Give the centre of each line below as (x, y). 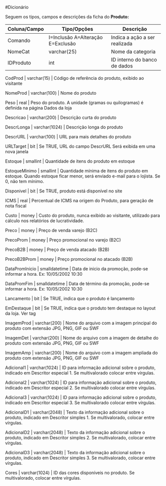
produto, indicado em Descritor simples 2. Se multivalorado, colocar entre (80, 438)
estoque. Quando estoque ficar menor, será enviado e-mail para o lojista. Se (83, 176)
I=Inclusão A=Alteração (76, 37)
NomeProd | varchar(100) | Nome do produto (51, 93)
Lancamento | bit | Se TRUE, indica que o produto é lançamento (70, 299)
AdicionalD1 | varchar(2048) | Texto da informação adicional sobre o (75, 412)
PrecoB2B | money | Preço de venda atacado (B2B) (57, 249)
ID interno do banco (134, 60)
